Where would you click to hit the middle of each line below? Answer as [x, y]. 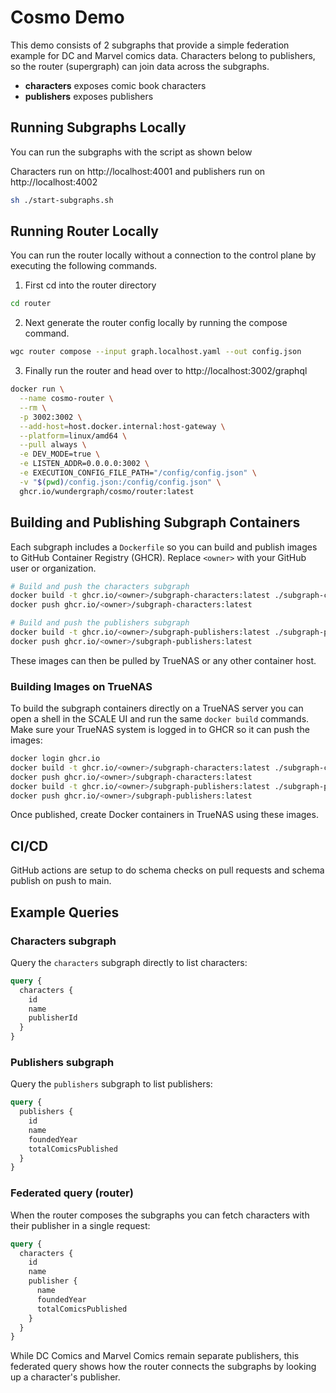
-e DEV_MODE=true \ [60, 454]
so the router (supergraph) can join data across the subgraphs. [140, 66]
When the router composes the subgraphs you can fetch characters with [160, 1215]
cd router [31, 304]
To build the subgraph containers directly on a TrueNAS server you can [157, 708]
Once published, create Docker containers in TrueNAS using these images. [164, 815]
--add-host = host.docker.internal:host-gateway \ [122, 426]
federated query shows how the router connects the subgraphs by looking [163, 1367]
